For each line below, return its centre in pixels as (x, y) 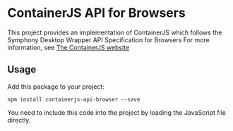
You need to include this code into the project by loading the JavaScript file (116, 112)
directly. (19, 120)
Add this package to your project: (56, 87)
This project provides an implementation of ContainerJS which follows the (115, 32)
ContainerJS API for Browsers (96, 13)
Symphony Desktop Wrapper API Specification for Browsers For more (108, 39)
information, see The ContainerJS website (68, 47)
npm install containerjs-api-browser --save (74, 99)
